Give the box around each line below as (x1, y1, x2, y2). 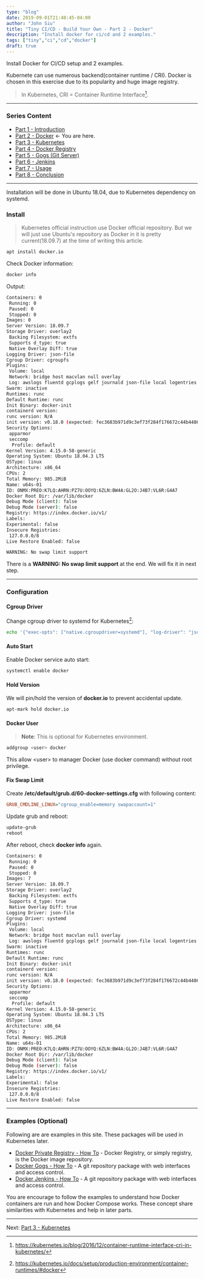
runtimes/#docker (15, 1266, 61, 1274)
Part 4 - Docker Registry (15, 145, 76, 152)
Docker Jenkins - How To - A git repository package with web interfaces (15, 1175, 197, 1182)
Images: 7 (6, 876, 32, 882)
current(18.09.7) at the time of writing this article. (21, 237, 144, 245)
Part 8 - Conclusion (15, 171, 64, 178)
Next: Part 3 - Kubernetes (6, 1223, 71, 1231)
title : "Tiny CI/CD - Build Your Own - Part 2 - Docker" (6, 26, 154, 32)
